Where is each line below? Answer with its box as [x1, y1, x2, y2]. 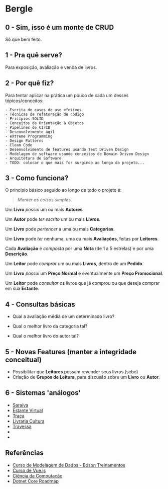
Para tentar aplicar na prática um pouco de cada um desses [5, 92, 129, 98]
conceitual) [5, 355, 42, 364]
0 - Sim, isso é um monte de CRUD [5, 23, 114, 32]
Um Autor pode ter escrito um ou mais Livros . [5, 216, 101, 222]
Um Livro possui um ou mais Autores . [5, 207, 84, 213]
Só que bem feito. [5, 36, 42, 42]
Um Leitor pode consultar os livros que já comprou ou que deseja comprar [5, 280, 160, 286]
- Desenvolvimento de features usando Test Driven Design [5, 147, 129, 152]
